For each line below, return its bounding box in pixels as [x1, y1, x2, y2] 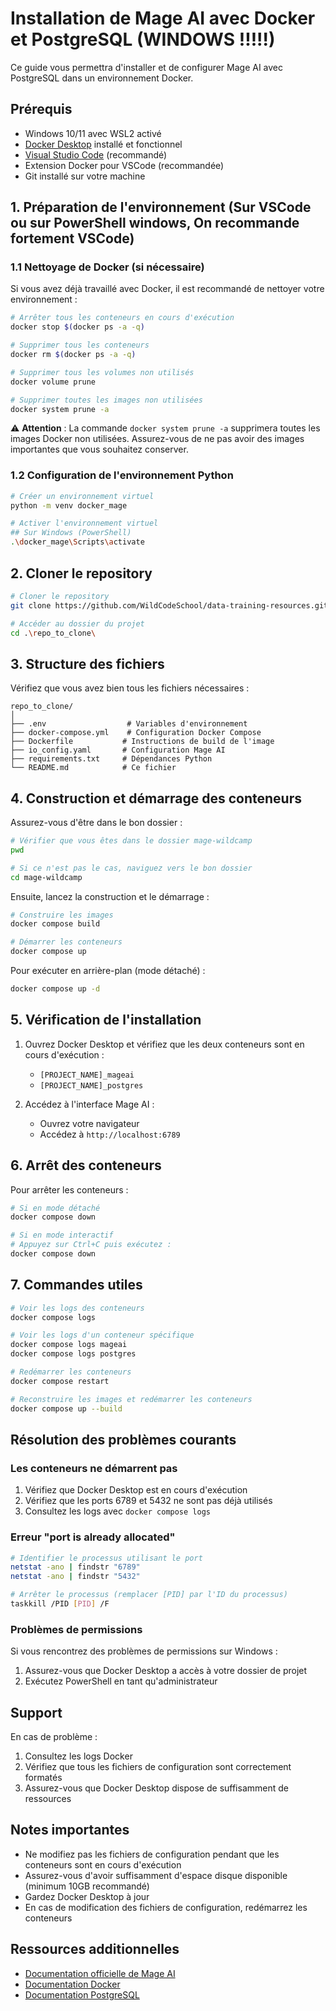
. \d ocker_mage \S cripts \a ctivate [10, 537, 145, 547]
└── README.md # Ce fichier [10, 763, 177, 773]
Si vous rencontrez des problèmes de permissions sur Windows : [10, 1645, 278, 1657]
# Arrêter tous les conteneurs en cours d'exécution [10, 313, 235, 323]
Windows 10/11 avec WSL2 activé [24, 127, 162, 139]
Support [10, 1704, 63, 1721]
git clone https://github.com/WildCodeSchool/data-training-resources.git [10, 600, 329, 611]
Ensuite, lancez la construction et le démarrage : [10, 890, 210, 902]
